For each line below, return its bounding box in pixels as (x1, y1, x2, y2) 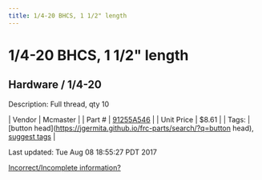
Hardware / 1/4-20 (8, 78, 102, 92)
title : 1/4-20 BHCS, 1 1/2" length (8, 11, 127, 20)
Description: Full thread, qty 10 (8, 99, 110, 109)
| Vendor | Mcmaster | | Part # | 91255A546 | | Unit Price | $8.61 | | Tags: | (8, 114, 251, 124)
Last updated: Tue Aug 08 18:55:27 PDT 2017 (8, 147, 158, 157)
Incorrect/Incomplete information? (8, 162, 122, 172)
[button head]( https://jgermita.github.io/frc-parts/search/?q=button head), (8, 123, 254, 133)
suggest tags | (8, 131, 56, 141)
